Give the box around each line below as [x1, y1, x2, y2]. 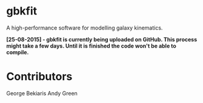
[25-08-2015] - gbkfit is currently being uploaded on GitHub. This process [6, 36, 198, 43]
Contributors [6, 70, 73, 84]
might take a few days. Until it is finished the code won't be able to [6, 42, 177, 49]
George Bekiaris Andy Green [6, 89, 78, 97]
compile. [6, 48, 29, 55]
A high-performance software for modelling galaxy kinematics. [6, 24, 163, 31]
